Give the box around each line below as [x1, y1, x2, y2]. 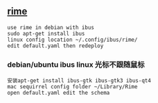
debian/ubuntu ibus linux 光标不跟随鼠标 [7, 59, 145, 69]
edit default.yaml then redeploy [7, 42, 104, 49]
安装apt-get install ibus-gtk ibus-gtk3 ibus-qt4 [7, 77, 151, 84]
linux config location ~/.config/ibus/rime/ [7, 36, 138, 43]
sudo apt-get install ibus [7, 30, 85, 37]
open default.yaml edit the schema [7, 90, 110, 97]
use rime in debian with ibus [7, 24, 95, 31]
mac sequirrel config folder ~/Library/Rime [7, 84, 138, 90]
